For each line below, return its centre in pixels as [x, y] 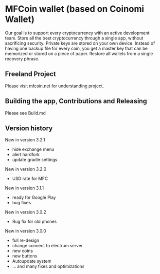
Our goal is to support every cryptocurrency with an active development [77, 33]
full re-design [26, 240]
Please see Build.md [26, 113]
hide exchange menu [33, 149]
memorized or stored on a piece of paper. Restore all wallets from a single [79, 53]
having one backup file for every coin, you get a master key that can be [77, 48]
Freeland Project [30, 74]
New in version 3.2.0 [26, 169]
